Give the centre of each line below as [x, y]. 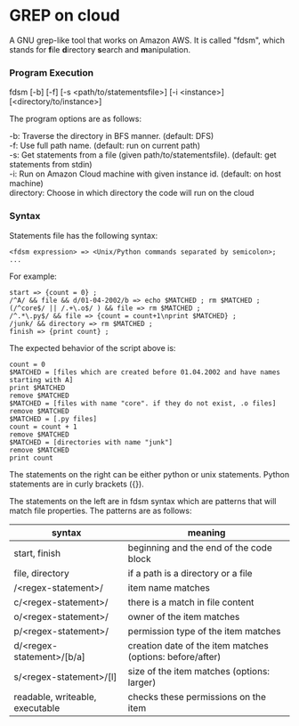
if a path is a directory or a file [190, 573]
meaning [206, 533]
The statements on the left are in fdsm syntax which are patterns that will [143, 501]
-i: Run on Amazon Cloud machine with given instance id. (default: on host [145, 174]
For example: [33, 276]
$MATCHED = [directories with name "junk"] [91, 442]
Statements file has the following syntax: [84, 235]
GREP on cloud [65, 16]
